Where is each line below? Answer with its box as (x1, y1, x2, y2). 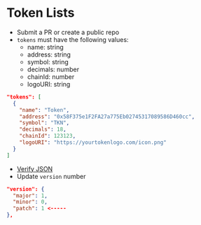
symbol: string (27, 57, 69, 66)
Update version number (16, 172, 86, 180)
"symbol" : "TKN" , (19, 119, 70, 126)
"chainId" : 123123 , (19, 133, 76, 140)
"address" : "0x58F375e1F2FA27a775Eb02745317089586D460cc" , (19, 113, 195, 120)
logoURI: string (27, 80, 71, 88)
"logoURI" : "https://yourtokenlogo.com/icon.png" (19, 139, 167, 146)
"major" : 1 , (13, 192, 48, 199)
